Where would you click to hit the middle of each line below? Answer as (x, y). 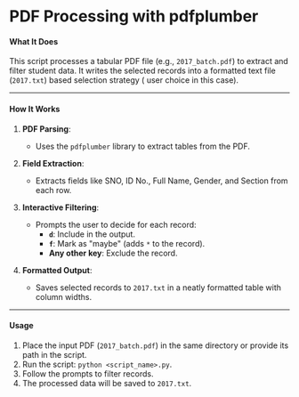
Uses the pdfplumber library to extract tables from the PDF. (143, 146)
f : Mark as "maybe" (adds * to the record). (127, 243)
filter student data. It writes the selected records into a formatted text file (142, 71)
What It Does (34, 41)
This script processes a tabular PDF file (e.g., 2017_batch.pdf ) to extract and (149, 61)
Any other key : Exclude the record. (113, 253)
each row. (53, 190)
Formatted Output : (57, 270)
